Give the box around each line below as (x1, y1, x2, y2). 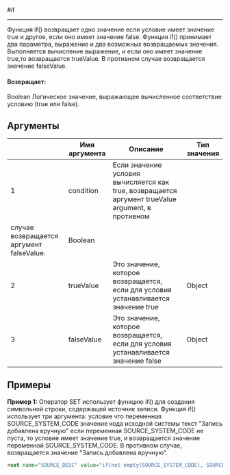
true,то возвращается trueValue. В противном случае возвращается (7, 55, 205, 62)
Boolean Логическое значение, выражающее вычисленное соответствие (7, 92, 222, 101)
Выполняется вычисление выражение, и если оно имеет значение (7, 47, 203, 55)
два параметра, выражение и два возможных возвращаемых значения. (7, 40, 219, 48)
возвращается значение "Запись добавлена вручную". (7, 448, 168, 457)
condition (68, 186, 99, 196)
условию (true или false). (7, 100, 80, 108)
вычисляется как (112, 177, 170, 187)
